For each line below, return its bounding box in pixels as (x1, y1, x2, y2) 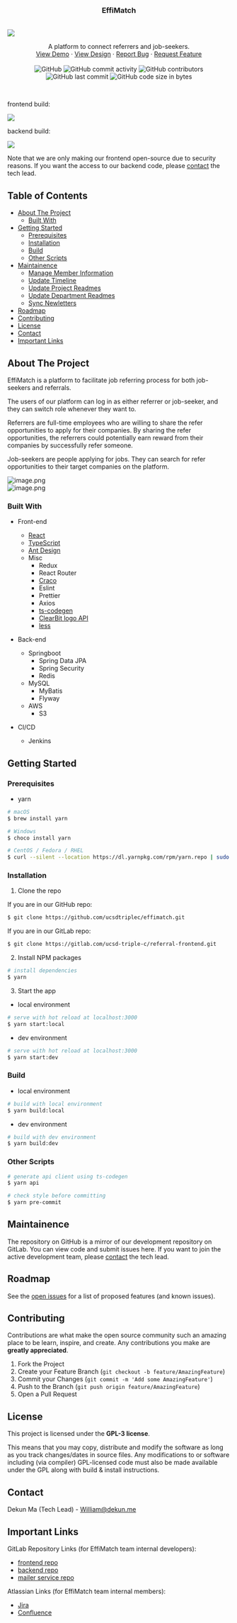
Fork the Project (17, 1360, 65, 1368)
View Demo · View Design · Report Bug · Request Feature (35, 50, 202, 58)
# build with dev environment (7, 1133, 97, 1141)
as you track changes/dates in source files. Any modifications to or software (7, 1451, 230, 1459)
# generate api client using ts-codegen (7, 1173, 129, 1180)
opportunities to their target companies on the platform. (7, 462, 170, 471)
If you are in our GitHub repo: (7, 900, 93, 909)
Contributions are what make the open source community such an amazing (7, 1331, 226, 1339)
